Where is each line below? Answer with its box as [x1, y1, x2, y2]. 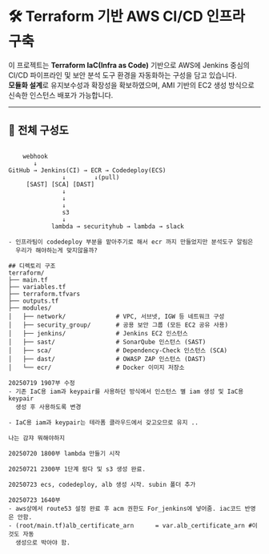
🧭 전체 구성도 [8, 123, 70, 137]
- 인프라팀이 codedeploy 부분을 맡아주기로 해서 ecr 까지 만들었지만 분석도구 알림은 [8, 238, 254, 246]
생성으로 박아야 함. [15, 538, 70, 547]
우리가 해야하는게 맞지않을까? [15, 246, 98, 255]
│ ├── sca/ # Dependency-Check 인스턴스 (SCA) [8, 346, 228, 355]
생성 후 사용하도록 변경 [15, 403, 82, 411]
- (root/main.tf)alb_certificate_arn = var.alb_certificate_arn [8, 521, 246, 529]
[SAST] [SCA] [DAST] [26, 180, 94, 188]
